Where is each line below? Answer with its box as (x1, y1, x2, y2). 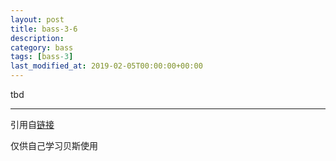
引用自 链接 (10, 119, 55, 130)
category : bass (10, 42, 74, 53)
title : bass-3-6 (10, 24, 78, 34)
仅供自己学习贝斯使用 (10, 140, 98, 151)
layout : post (10, 14, 65, 25)
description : (10, 33, 65, 43)
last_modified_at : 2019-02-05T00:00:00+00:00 (10, 61, 203, 71)
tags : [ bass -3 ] (10, 52, 74, 62)
